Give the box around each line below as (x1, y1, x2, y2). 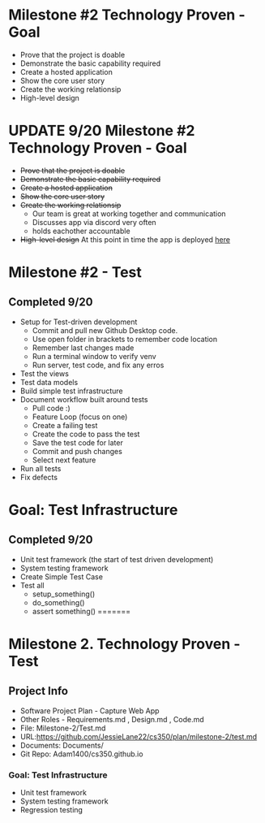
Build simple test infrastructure (19, 386, 123, 396)
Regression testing (19, 805, 83, 815)
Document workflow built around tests (19, 394, 148, 404)
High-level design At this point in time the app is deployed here (19, 234, 231, 245)
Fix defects (19, 472, 58, 482)
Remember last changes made (32, 343, 135, 353)
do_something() (32, 597, 85, 607)
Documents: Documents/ (19, 740, 104, 750)
